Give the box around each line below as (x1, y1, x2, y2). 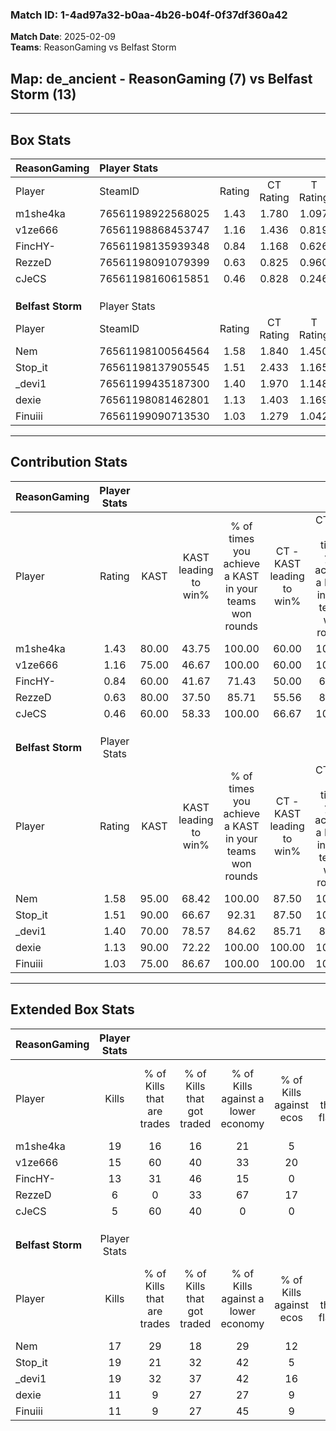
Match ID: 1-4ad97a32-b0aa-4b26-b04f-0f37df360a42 (10, 8, 288, 22)
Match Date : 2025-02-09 (10, 31, 116, 43)
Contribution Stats (10, 454, 128, 471)
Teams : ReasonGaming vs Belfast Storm (10, 41, 177, 53)
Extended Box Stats (10, 1001, 135, 1018)
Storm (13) (10, 86, 77, 103)
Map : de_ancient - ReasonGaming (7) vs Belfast (10, 70, 313, 87)
